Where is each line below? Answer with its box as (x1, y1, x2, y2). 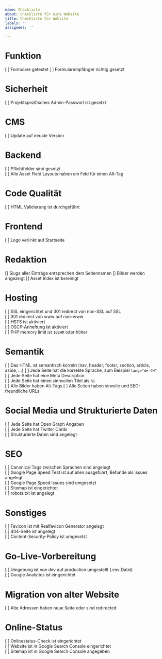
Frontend (5, 221, 43, 232)
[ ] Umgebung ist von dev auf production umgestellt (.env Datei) (5, 567, 133, 572)
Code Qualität (5, 188, 62, 199)
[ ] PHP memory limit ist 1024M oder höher (5, 329, 88, 335)
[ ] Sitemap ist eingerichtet (5, 485, 58, 491)
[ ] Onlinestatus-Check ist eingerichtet (5, 638, 81, 644)
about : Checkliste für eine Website (5, 12, 79, 17)
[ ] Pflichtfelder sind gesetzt (5, 166, 61, 172)
